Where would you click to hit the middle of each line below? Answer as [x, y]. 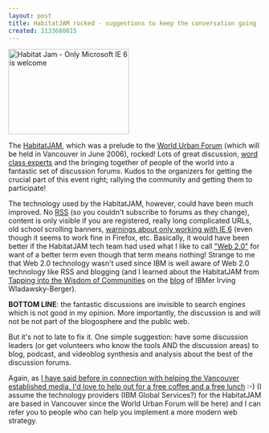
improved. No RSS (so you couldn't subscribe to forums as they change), [129, 212]
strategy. [23, 421]
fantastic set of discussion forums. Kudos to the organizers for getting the [130, 171]
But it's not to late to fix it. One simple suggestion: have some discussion [128, 337]
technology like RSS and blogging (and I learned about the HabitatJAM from [134, 272]
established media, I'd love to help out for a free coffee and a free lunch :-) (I [135, 386]
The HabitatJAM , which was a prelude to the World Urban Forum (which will [134, 146]
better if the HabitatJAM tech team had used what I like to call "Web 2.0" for [134, 246]
